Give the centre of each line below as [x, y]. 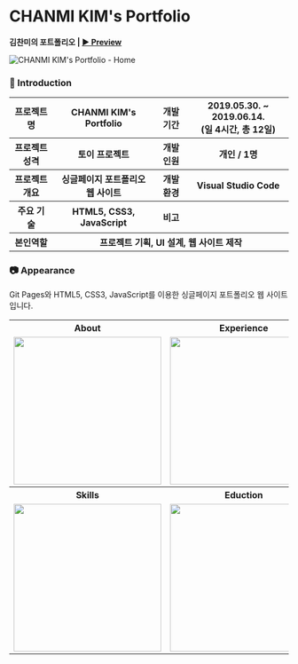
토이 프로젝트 [104, 154]
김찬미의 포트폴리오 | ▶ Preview [66, 42]
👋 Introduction [41, 83]
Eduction [244, 494]
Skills [87, 494]
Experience [244, 328]
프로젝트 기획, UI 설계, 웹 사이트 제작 [170, 243]
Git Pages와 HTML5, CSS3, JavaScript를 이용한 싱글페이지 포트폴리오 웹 [137, 294]
